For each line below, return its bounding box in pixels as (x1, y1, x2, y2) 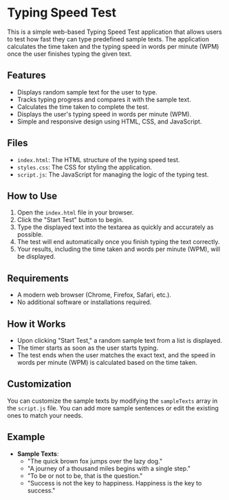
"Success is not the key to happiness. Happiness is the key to (27, 479, 202, 487)
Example (7, 431, 45, 443)
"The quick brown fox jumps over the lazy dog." (27, 457, 163, 465)
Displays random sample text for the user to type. (17, 88, 158, 96)
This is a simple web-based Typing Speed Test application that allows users (7, 28, 222, 36)
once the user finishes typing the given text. (7, 50, 132, 58)
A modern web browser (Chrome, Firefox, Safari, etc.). (17, 291, 172, 299)
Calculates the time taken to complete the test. (17, 102, 149, 111)
